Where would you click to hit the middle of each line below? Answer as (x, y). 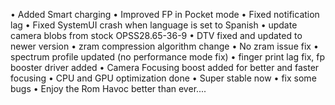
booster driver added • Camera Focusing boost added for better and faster (165, 67)
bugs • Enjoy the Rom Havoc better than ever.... (108, 88)
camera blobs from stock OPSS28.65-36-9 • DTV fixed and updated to (156, 35)
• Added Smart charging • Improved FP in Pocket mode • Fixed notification (165, 14)
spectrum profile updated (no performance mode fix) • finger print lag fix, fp (168, 57)
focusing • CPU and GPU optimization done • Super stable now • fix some (163, 78)
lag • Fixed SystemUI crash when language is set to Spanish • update (154, 25)
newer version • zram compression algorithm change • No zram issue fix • (164, 46)
